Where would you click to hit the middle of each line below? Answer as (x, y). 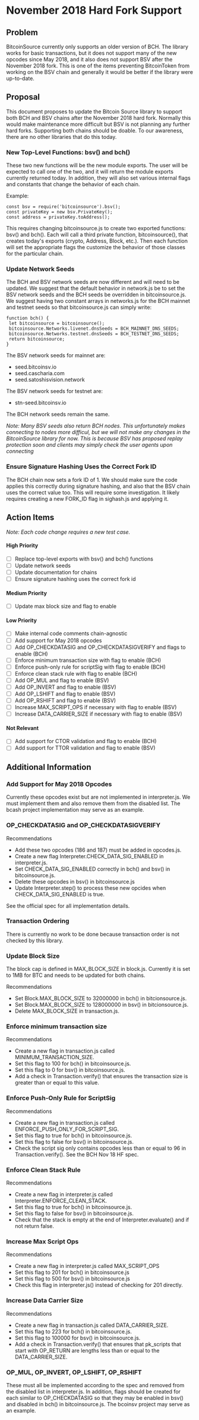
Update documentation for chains (56, 572)
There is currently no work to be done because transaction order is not (93, 934)
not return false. (34, 1226)
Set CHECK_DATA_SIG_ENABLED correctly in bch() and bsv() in (92, 869)
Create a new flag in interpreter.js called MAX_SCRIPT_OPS (87, 1266)
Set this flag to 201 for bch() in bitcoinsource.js (72, 1272)
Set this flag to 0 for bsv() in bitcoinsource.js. (70, 1070)
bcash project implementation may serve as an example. (75, 810)
